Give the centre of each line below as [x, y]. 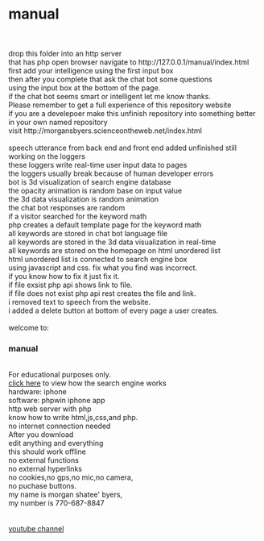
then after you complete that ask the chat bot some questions [110, 79]
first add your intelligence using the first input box [91, 70]
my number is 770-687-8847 [56, 503]
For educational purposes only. [60, 375]
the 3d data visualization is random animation [84, 199]
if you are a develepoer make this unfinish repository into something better [132, 113]
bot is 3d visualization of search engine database [90, 181]
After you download [41, 435]
